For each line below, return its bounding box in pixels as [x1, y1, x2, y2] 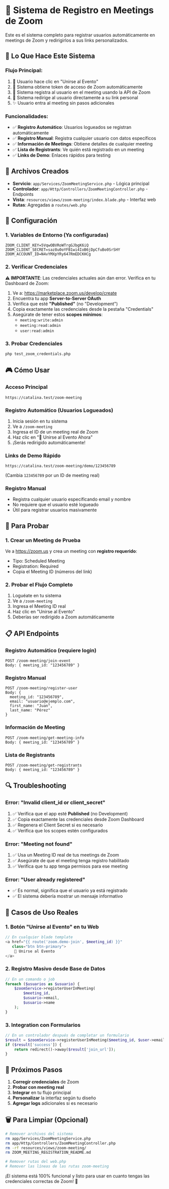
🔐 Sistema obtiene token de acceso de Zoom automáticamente [12, 84, 143, 90]
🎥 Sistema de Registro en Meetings [5, 5, 154, 16]
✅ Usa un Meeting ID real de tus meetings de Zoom [12, 852, 119, 858]
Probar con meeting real [12, 1084, 64, 1090]
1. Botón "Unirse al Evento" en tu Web [5, 923, 99, 930]
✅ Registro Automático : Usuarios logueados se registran [12, 124, 132, 130]
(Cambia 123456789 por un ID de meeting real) [5, 472, 100, 478]
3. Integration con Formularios [5, 1021, 81, 1028]
